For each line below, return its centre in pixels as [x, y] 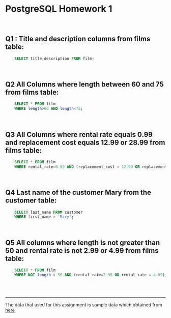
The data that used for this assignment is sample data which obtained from [84, 305]
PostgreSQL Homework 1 [59, 9]
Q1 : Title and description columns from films [78, 39]
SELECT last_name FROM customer [49, 212]
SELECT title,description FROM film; [54, 59]
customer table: [31, 201]
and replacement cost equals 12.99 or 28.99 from [85, 142]
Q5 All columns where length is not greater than [83, 242]
